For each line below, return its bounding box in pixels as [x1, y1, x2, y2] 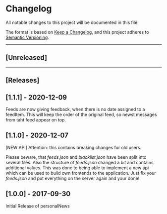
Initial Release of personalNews [5, 203, 70, 209]
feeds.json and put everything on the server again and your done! [5, 175, 140, 181]
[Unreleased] [5, 53, 48, 62]
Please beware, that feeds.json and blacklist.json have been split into [5, 154, 147, 160]
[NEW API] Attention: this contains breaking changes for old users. [5, 144, 142, 150]
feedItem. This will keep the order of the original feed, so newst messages [5, 111, 157, 117]
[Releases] [5, 76, 40, 85]
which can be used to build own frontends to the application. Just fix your [5, 170, 156, 176]
